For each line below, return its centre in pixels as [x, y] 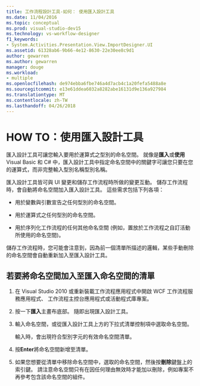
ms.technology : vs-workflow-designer [53, 34]
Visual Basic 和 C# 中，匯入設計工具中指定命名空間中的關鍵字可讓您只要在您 [100, 162]
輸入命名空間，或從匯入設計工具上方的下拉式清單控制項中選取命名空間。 [103, 324]
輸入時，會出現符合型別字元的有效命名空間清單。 [75, 337]
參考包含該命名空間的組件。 [54, 377]
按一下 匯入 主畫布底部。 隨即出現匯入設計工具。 [73, 312]
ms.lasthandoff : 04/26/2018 [41, 106]
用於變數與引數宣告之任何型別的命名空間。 [67, 203]
